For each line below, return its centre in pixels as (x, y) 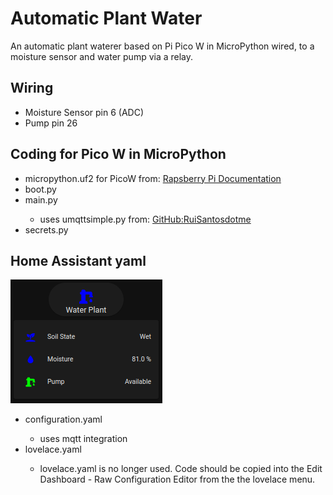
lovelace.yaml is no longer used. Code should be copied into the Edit (181, 469)
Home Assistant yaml (78, 260)
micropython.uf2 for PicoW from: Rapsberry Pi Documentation (153, 178)
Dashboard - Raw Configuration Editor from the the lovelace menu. (177, 479)
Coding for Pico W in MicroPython (118, 154)
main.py (41, 199)
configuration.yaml (63, 419)
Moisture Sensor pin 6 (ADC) (84, 112)
